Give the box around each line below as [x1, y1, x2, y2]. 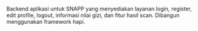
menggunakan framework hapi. [6, 18, 86, 25]
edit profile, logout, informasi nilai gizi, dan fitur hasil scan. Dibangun [6, 12, 180, 19]
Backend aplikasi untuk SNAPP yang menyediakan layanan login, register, [6, 5, 192, 12]
